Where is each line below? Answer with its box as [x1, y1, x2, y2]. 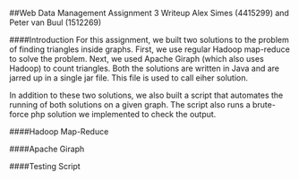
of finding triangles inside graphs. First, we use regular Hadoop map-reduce [9, 44, 291, 55]
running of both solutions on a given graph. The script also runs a [9, 99, 251, 110]
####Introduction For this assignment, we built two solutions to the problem [9, 35, 289, 45]
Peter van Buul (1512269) [9, 17, 102, 28]
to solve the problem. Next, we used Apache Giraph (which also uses [9, 54, 264, 64]
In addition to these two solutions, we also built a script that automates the [9, 90, 284, 100]
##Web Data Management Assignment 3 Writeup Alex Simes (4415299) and [9, 8, 289, 18]
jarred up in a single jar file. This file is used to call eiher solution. [9, 73, 249, 83]
